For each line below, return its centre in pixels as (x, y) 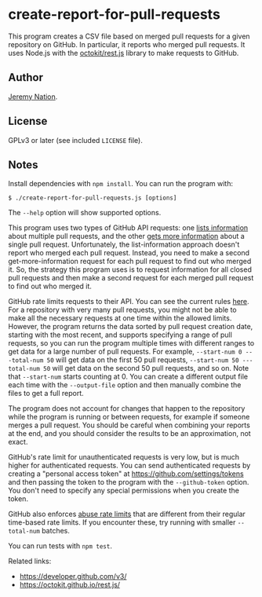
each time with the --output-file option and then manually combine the (125, 385)
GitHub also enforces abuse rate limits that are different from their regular (127, 514)
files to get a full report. (46, 394)
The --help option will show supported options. (85, 213)
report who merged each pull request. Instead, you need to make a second (129, 253)
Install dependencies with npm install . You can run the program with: (121, 184)
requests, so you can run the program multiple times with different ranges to (131, 343)
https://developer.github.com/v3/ (73, 577)
